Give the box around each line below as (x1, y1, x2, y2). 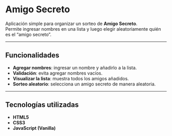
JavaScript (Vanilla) (12, 125, 56, 131)
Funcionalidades (5, 51, 60, 60)
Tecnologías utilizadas (5, 101, 79, 109)
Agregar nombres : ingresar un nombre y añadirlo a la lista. (12, 64, 137, 71)
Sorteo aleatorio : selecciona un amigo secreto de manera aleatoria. (12, 81, 156, 87)
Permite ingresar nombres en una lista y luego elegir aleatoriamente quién (5, 26, 161, 32)
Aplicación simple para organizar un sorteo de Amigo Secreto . (5, 20, 138, 27)
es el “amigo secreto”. (5, 31, 52, 37)
